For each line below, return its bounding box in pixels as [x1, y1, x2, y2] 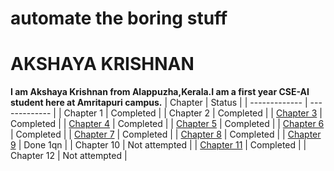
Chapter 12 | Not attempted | [10, 150, 128, 162]
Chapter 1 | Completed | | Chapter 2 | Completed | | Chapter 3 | [63, 107, 323, 119]
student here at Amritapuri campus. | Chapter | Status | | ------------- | [10, 97, 308, 109]
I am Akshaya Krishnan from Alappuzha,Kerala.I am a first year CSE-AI [10, 86, 310, 98]
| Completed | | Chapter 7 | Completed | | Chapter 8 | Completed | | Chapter [10, 128, 322, 141]
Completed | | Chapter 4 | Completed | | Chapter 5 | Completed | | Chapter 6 [10, 118, 325, 130]
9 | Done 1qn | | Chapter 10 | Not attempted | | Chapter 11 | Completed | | [10, 139, 307, 151]
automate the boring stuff [10, 7, 228, 30]
